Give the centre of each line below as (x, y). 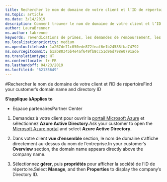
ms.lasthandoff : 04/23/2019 (34, 65)
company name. (29, 154)
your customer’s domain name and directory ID (53, 89)
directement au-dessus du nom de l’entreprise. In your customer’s (79, 144)
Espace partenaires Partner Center (47, 108)
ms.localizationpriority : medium (40, 42)
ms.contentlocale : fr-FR (31, 61)
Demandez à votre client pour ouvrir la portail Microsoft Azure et (78, 118)
